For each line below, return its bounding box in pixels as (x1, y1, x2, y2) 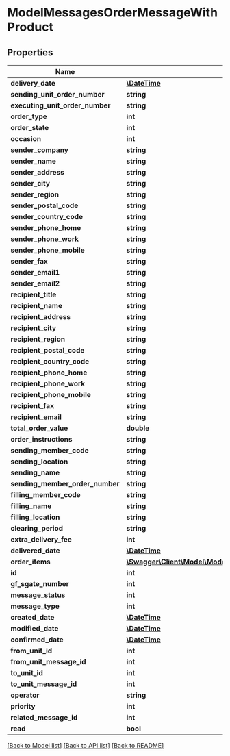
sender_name (10, 156, 57, 166)
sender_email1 (10, 268, 60, 277)
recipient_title (10, 290, 57, 299)
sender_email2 (10, 279, 60, 288)
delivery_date (10, 79, 56, 88)
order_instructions (10, 435, 73, 444)
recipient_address (10, 312, 71, 321)
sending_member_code (10, 446, 89, 455)
